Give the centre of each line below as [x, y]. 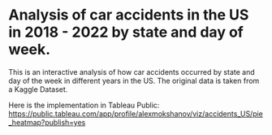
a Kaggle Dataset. [38, 89]
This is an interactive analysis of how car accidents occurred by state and [132, 72]
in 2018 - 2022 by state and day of [126, 32]
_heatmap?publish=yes [47, 122]
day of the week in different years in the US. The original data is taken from [134, 81]
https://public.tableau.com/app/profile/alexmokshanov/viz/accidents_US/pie [136, 113]
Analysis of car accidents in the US [129, 15]
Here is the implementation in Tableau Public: [84, 105]
